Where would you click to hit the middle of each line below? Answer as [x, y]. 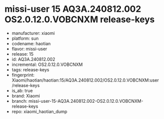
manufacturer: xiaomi [33, 33]
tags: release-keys [30, 69]
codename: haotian [31, 43]
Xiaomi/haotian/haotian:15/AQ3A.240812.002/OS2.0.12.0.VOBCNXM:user [85, 80]
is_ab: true [22, 90]
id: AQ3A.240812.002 [33, 59]
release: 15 [23, 54]
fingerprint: [23, 75]
